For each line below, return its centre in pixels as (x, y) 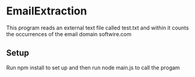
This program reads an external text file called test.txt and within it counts (97, 28)
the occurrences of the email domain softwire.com (69, 34)
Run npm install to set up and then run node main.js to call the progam (93, 67)
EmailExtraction (47, 11)
